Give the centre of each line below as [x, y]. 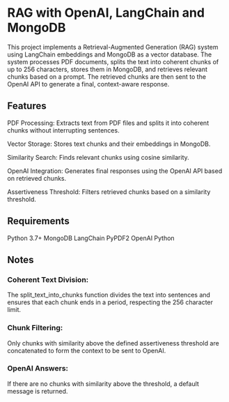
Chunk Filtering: [35, 328]
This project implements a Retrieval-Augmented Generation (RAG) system [113, 47]
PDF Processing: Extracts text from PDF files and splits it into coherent [108, 123]
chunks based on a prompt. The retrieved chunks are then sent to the [107, 76]
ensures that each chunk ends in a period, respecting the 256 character [110, 302]
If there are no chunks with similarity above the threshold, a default [103, 384]
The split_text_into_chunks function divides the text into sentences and [109, 295]
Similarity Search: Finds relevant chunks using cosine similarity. [98, 157]
